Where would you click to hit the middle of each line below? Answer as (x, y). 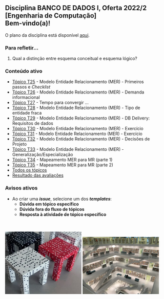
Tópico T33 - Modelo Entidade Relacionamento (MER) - (68, 149)
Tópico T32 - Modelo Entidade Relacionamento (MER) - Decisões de (81, 139)
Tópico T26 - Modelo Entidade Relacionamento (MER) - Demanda (78, 92)
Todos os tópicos (30, 170)
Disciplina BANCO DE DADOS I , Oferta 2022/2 (76, 8)
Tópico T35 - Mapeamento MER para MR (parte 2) (63, 165)
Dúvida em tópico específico (49, 204)
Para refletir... (22, 47)
